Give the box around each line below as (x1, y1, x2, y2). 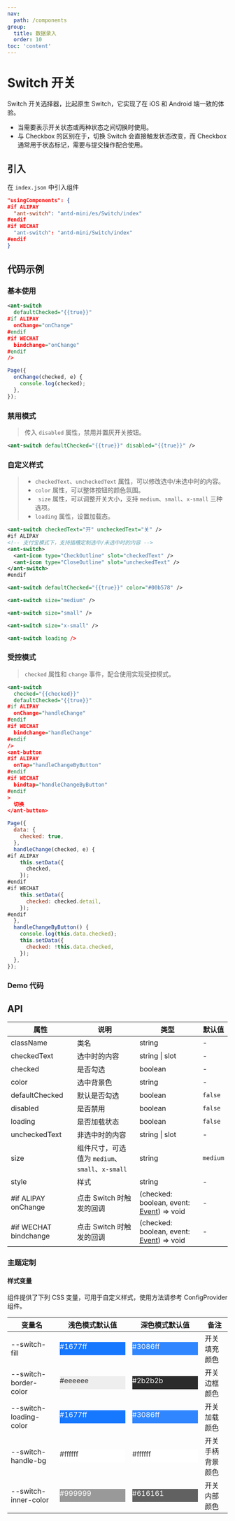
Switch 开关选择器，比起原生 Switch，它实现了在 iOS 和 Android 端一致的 (7, 99, 218, 108)
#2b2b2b (131, 1376, 164, 1385)
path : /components (13, 17, 68, 24)
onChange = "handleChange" (13, 710, 86, 717)
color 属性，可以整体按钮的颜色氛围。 (34, 486, 145, 494)
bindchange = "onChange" (13, 341, 80, 348)
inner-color (10, 1495, 49, 1505)
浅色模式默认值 (67, 1320, 117, 1330)
